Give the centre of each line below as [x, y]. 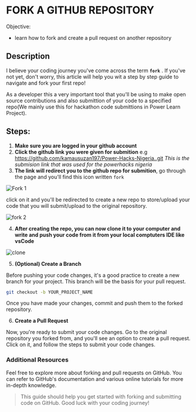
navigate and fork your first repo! [46, 83]
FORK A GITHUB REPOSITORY [80, 10]
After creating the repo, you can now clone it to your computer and [97, 228]
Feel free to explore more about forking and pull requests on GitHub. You [94, 373]
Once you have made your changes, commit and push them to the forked [94, 303]
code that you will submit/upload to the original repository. [77, 205]
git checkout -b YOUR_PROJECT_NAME [50, 292]
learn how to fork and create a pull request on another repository [93, 38]
